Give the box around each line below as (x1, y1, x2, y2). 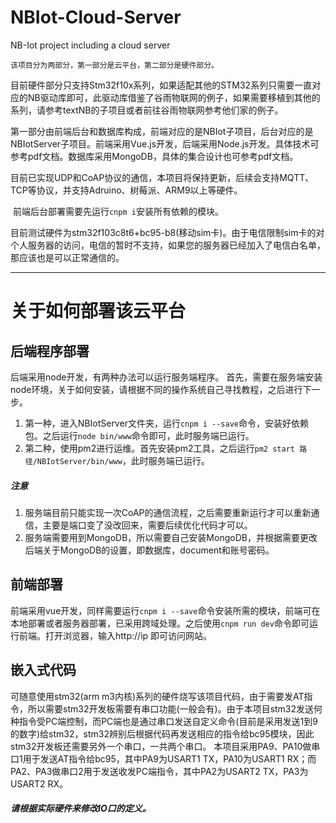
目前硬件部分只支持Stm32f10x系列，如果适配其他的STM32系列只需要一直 (10, 79, 313, 91)
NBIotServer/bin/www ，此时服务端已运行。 (36, 454, 210, 466)
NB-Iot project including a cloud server (10, 39, 171, 51)
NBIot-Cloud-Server (10, 6, 182, 29)
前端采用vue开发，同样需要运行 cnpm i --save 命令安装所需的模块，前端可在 (10, 604, 321, 616)
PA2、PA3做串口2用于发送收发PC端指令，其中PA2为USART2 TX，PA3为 (10, 765, 309, 777)
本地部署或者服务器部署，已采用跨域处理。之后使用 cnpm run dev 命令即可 (10, 617, 310, 629)
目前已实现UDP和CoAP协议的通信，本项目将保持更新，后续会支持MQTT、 (10, 171, 315, 183)
